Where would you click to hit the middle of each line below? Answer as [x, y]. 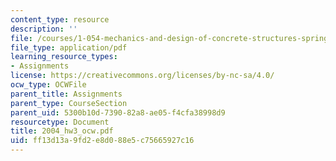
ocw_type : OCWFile [48, 85]
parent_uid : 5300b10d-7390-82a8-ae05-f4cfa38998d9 [118, 112]
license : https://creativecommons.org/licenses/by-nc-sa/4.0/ [142, 76]
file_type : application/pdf [69, 47]
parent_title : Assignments [66, 94]
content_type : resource [60, 19]
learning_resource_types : [64, 57]
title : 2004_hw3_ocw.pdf [62, 131]
